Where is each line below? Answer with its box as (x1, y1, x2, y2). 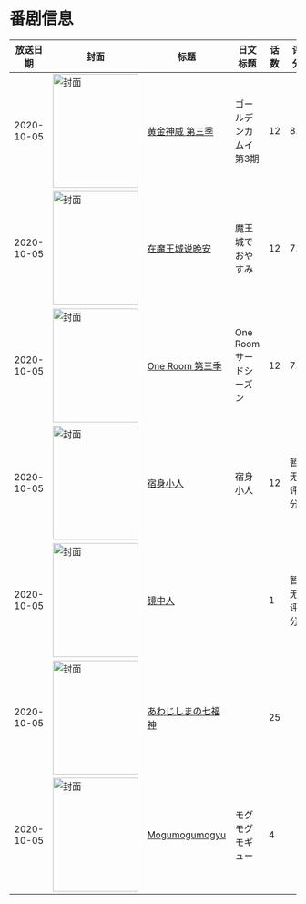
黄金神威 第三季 (147, 125, 214, 138)
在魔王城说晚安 (147, 242, 211, 255)
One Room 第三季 (147, 359, 222, 372)
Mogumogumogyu (147, 828, 226, 841)
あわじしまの (147, 704, 202, 717)
